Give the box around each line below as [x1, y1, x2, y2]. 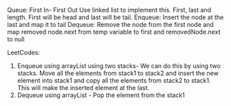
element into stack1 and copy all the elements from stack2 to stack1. [17, 76, 212, 85]
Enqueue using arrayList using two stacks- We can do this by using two [17, 62, 221, 70]
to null [7, 35, 26, 43]
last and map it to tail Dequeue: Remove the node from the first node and [7, 21, 214, 28]
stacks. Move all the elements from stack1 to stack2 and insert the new [17, 69, 219, 77]
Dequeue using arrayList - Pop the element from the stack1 [17, 91, 185, 99]
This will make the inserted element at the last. [17, 84, 150, 92]
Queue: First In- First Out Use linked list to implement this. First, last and [7, 6, 212, 14]
